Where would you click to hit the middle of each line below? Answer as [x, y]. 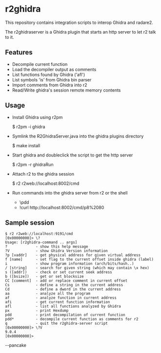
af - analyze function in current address [61, 298]
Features [19, 52]
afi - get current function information [58, 302]
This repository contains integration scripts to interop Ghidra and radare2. [79, 22]
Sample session [30, 223]
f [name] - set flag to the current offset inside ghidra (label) [79, 259]
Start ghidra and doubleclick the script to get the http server [72, 155]
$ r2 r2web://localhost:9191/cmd [39, 234]
